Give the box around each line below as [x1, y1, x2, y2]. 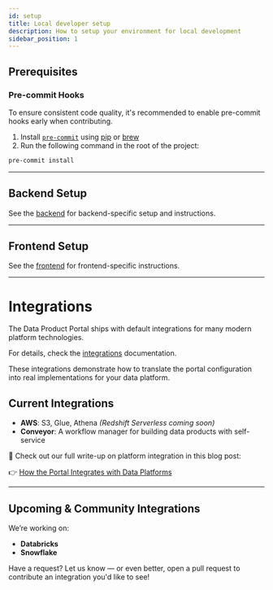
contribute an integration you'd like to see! [8, 572, 150, 582]
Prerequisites [8, 64, 78, 78]
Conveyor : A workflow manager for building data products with [19, 426, 233, 436]
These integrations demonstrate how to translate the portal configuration [8, 364, 253, 374]
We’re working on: [8, 523, 70, 533]
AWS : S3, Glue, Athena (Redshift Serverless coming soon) [19, 418, 215, 428]
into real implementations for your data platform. [8, 373, 171, 382]
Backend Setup [8, 186, 88, 200]
